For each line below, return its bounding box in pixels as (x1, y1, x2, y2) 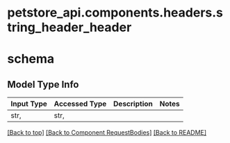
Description (113, 99, 153, 108)
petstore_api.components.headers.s (7, 5, 224, 21)
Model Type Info (7, 78, 79, 90)
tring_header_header (7, 19, 132, 35)
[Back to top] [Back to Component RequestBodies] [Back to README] (7, 128, 207, 137)
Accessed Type (54, 99, 107, 108)
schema (7, 51, 55, 67)
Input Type (10, 99, 47, 108)
